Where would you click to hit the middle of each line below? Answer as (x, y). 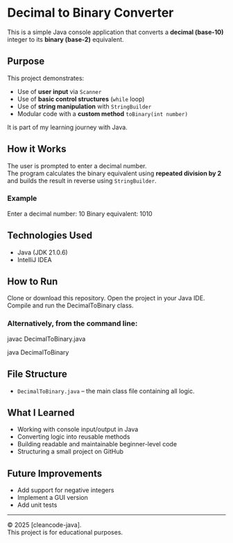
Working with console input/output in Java (78, 430)
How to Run (33, 282)
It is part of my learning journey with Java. (68, 127)
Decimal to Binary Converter (90, 13)
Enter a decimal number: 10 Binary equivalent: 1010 (80, 213)
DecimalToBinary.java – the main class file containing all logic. (106, 391)
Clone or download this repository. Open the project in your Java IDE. (106, 298)
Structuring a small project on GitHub (70, 452)
